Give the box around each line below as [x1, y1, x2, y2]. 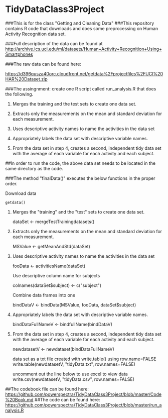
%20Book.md [5, 396, 34, 402]
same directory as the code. [5, 165, 64, 171]
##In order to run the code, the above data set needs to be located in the [5, 160, 156, 166]
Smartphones [5, 51, 34, 57]
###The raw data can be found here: [5, 61, 82, 67]
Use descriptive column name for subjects [12, 272, 100, 278]
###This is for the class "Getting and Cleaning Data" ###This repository [5, 20, 154, 26]
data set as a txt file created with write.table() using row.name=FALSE [12, 356, 156, 362]
